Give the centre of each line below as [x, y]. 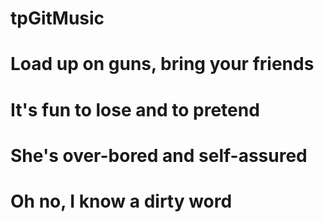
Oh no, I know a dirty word [121, 201]
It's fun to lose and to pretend [135, 109]
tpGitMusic [57, 18]
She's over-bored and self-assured [159, 155]
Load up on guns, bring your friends [162, 64]
